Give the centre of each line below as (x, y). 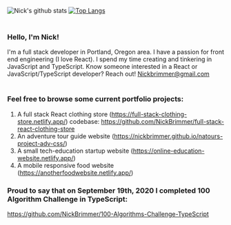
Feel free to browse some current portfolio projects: (96, 99)
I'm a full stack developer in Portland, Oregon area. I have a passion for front (116, 52)
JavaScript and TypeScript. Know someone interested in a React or (102, 67)
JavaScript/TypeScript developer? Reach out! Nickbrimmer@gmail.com (109, 74)
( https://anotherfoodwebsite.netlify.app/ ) (75, 173)
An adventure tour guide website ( (66, 136)
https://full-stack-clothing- (149, 114)
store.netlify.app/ (41, 121)
